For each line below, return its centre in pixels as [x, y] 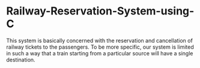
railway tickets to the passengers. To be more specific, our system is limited [100, 47]
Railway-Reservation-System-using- [100, 11]
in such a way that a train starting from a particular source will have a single [100, 53]
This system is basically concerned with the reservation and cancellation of [100, 40]
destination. [21, 60]
